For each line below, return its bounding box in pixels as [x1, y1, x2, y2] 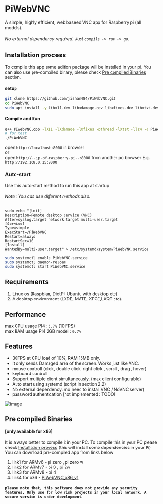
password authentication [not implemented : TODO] [12, 391, 115, 397]
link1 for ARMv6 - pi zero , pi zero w [12, 459, 84, 465]
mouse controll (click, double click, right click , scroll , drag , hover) [12, 365, 147, 371]
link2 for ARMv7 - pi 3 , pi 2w [12, 464, 71, 470]
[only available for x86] [5, 429, 53, 434]
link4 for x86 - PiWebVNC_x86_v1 [12, 475, 79, 481]
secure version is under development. [5, 494, 83, 499]
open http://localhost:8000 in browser [5, 145, 85, 150]
